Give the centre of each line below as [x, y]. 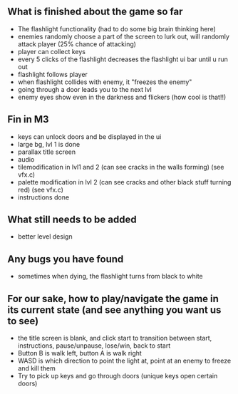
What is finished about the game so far [95, 12]
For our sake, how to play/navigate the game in [113, 299]
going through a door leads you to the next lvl [84, 89]
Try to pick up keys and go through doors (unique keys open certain [118, 376]
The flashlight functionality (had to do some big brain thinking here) [117, 28]
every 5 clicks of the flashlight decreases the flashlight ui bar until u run [123, 59]
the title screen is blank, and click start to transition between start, [115, 338]
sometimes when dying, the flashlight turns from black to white [110, 276]
